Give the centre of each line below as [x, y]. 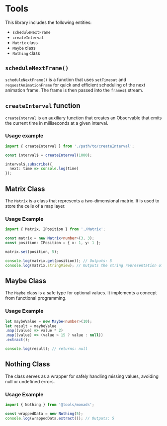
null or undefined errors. [30, 381]
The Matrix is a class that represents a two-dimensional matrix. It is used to [83, 201]
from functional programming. [36, 298]
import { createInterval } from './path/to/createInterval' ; [70, 146]
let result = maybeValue [31, 326]
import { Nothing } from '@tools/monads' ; [50, 405]
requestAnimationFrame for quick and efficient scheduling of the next [75, 85]
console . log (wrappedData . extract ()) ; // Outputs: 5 [60, 418]
